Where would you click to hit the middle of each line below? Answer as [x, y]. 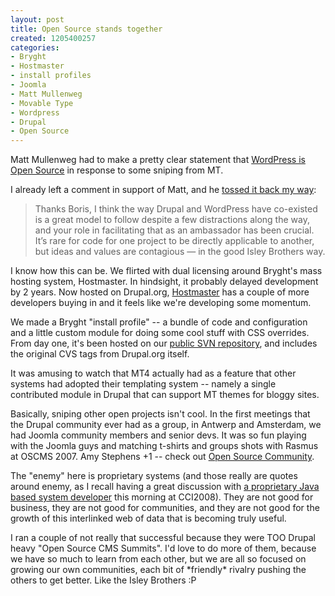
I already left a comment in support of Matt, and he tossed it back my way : [163, 190]
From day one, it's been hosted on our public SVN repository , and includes [164, 343]
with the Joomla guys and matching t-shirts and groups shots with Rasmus [164, 446]
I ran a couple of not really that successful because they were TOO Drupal [163, 538]
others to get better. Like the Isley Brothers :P [103, 580]
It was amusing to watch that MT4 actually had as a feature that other [153, 373]
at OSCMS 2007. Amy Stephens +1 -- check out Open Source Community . [162, 457]
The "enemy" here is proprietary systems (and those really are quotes [154, 476]
